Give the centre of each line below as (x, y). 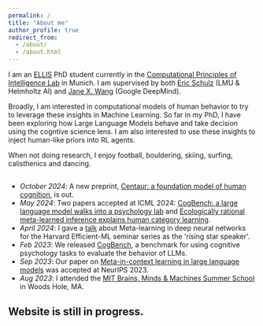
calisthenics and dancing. (50, 163)
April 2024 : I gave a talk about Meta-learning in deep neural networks (133, 228)
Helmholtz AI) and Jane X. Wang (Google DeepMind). (94, 91)
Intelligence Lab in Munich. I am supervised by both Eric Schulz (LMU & (124, 83)
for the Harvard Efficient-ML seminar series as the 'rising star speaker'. (135, 236)
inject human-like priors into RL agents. (72, 140)
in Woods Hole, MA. (52, 287)
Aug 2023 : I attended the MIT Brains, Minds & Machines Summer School (137, 278)
